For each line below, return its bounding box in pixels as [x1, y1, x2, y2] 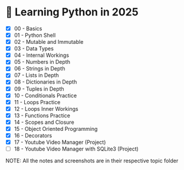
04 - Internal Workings [14, 52, 69, 59]
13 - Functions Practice [14, 112, 70, 119]
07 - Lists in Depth [14, 72, 60, 79]
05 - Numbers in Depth [14, 59, 70, 66]
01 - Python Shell [14, 32, 56, 39]
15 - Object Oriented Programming [14, 125, 98, 132]
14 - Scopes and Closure [14, 118, 74, 126]
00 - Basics [14, 25, 42, 32]
